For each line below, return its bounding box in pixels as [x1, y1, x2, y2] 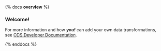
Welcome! [5, 16, 30, 23]
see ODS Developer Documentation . [5, 32, 77, 38]
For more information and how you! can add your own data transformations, [5, 27, 157, 33]
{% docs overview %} [5, 4, 50, 10]
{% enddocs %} [5, 41, 37, 47]
